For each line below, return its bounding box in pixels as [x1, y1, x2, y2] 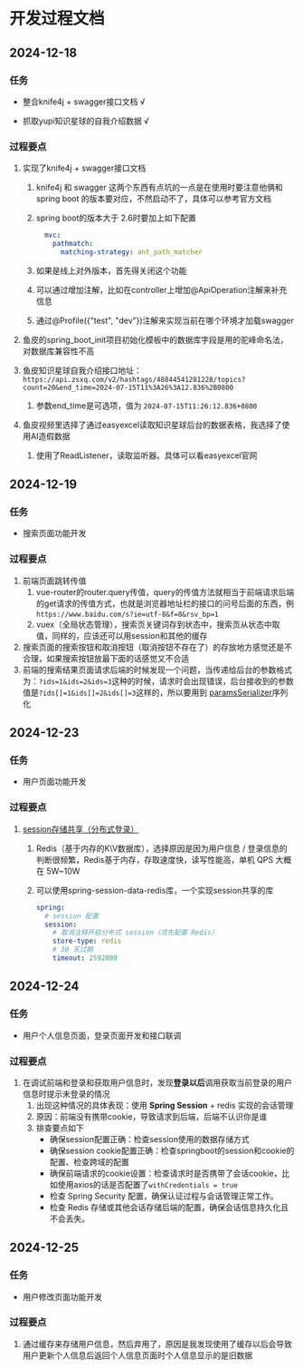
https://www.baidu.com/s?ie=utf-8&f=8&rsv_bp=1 [35, 610, 219, 619]
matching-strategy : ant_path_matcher [60, 247, 204, 257]
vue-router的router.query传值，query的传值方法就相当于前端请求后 [35, 586, 287, 597]
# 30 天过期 [52, 945, 93, 954]
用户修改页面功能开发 [22, 1291, 102, 1302]
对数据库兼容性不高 [22, 346, 95, 357]
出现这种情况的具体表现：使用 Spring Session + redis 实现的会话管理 [35, 1100, 294, 1110]
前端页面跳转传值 [22, 575, 87, 586]
